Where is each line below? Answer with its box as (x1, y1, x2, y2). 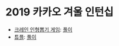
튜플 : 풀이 (14, 33, 37, 40)
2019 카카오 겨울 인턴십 (5, 5, 114, 19)
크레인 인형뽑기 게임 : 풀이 (14, 26, 73, 33)
